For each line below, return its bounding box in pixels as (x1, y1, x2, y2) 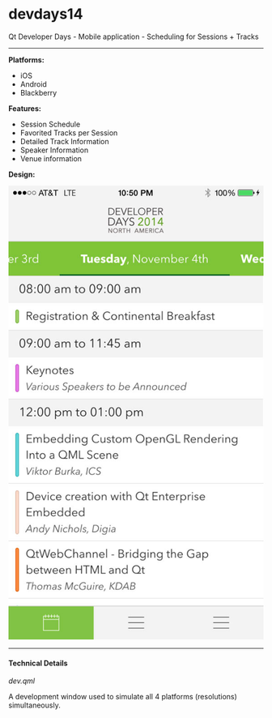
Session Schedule (19, 119, 81, 129)
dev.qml (8, 676, 35, 686)
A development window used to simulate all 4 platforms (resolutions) (8, 692, 237, 702)
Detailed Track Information (19, 136, 109, 146)
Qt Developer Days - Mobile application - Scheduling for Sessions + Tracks (8, 32, 259, 41)
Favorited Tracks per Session (19, 127, 118, 138)
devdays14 (8, 5, 83, 24)
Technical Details (8, 658, 68, 668)
